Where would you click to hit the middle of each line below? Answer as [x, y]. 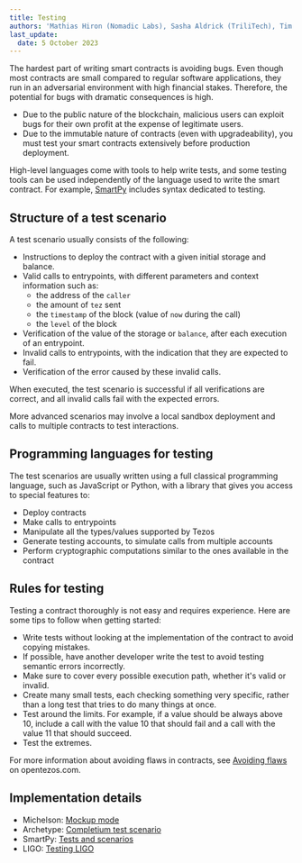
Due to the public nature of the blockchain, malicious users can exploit [153, 114]
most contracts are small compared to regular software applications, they [146, 78]
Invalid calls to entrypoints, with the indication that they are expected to [155, 353]
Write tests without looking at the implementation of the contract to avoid [158, 637]
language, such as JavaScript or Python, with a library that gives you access [151, 485]
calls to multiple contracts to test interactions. [94, 426]
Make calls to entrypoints [69, 522]
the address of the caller [83, 295]
